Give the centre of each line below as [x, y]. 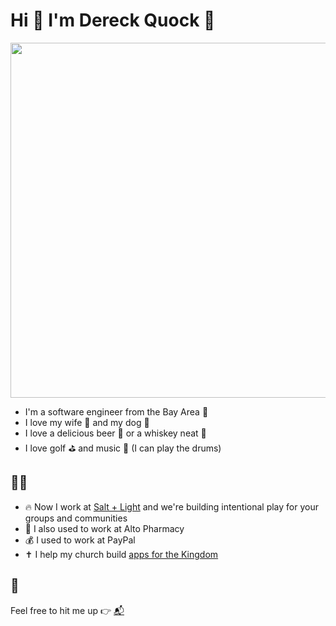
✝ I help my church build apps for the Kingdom [121, 554]
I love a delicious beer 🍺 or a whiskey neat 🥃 [115, 433]
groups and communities [76, 518]
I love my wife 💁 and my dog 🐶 [87, 422]
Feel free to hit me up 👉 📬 [67, 610]
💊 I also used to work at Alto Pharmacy [104, 528]
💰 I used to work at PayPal [80, 540]
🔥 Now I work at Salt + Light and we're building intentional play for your [171, 506]
